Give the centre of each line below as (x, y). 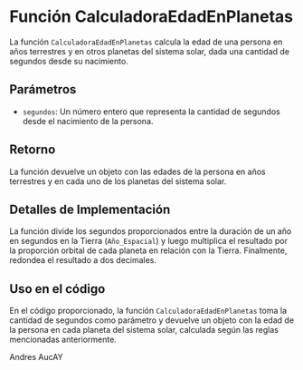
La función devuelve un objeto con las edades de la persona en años (137, 171)
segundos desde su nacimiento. (69, 61)
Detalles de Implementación (90, 209)
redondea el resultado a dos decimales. (83, 260)
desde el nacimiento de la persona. (88, 121)
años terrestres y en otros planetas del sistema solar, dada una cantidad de (150, 51)
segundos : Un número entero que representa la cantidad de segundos (151, 112)
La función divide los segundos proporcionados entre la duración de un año (151, 231)
